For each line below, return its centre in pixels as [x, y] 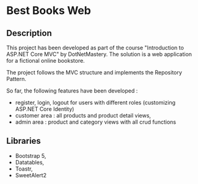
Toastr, [24, 169]
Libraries [24, 141]
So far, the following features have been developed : [72, 91]
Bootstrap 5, [31, 155]
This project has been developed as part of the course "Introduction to [95, 48]
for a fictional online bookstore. [46, 61]
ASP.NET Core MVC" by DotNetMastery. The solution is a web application [99, 54]
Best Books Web [49, 11]
